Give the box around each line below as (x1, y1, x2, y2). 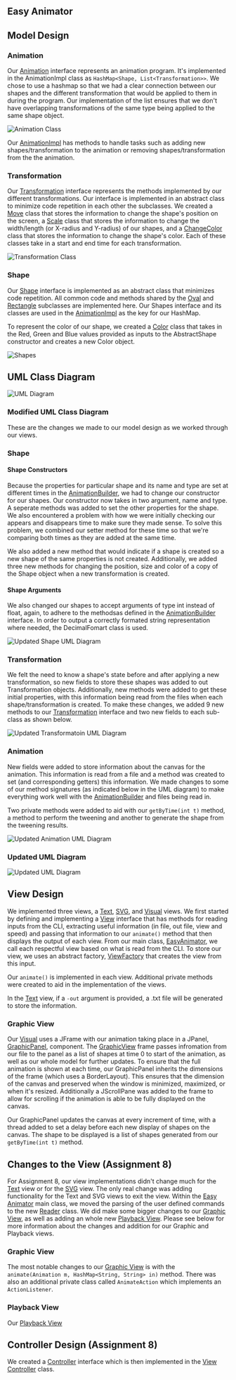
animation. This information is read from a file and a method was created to (7, 770, 225, 778)
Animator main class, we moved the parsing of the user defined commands (7, 1199, 225, 1207)
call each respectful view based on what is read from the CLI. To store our (7, 944, 222, 952)
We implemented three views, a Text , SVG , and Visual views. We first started (7, 907, 229, 915)
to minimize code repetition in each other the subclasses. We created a (7, 202, 213, 210)
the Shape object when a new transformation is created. (7, 569, 170, 578)
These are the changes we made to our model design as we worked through (7, 423, 228, 431)
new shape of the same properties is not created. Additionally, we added (7, 554, 218, 563)
